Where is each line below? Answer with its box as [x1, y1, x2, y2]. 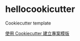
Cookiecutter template [5, 20, 51, 26]
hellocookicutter [5, 3, 75, 15]
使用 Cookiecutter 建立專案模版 [5, 30, 69, 36]
